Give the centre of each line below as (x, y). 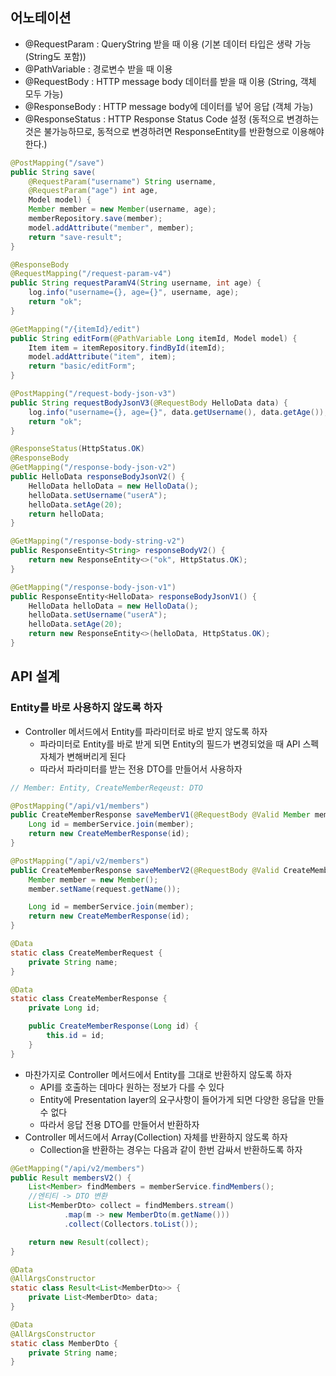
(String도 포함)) (55, 56)
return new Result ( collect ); (89, 1242)
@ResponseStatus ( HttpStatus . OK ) (77, 449)
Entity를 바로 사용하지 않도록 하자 (86, 708)
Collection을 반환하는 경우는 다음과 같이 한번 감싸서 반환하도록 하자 (171, 1149)
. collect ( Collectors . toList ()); (131, 1224)
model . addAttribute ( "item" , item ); (102, 357)
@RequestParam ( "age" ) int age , (93, 191)
